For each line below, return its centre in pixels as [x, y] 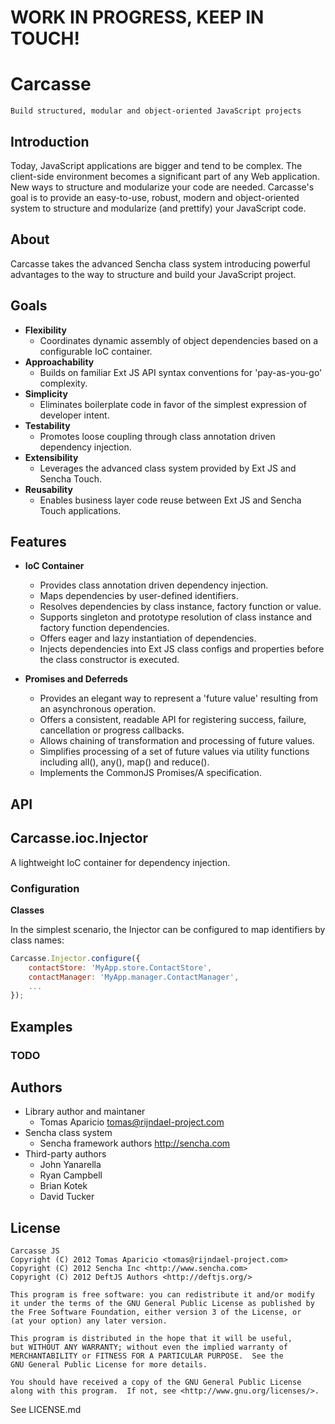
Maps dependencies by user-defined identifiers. [139, 596]
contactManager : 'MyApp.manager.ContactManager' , [134, 977]
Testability [47, 425]
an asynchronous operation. [97, 709]
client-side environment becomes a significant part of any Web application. [165, 176]
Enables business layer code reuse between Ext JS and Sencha [170, 500]
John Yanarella [70, 1165]
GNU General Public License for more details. [109, 1365]
